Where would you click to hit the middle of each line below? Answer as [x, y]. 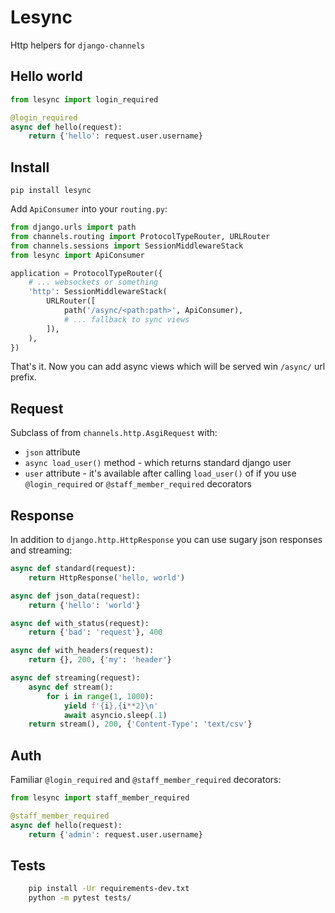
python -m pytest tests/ [80, 898]
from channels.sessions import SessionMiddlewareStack [127, 246]
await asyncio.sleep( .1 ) [115, 715]
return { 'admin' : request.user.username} [115, 834]
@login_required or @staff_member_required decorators [138, 484]
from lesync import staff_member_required [100, 798]
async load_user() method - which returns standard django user [158, 463]
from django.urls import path [73, 227]
